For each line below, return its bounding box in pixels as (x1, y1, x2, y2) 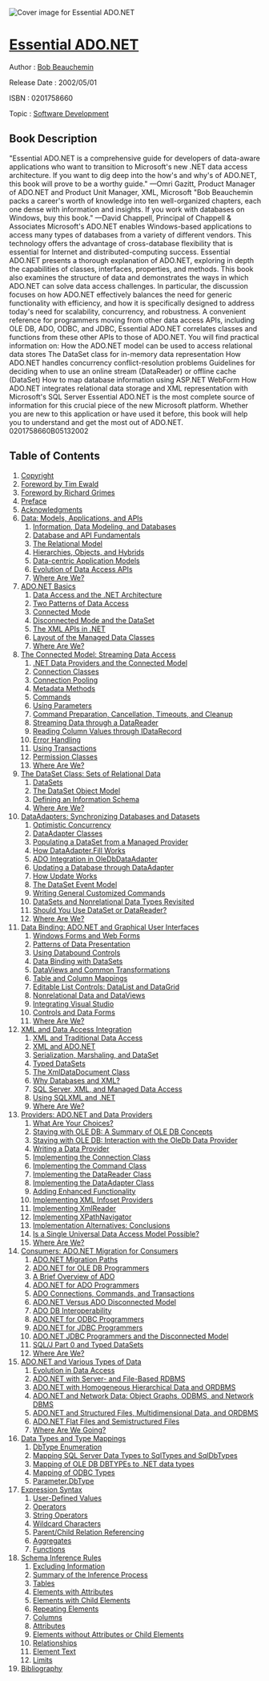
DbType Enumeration (32, 1442, 102, 1452)
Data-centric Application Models (32, 556, 140, 565)
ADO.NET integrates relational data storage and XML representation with (9, 383, 249, 393)
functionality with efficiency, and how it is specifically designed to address (9, 298, 255, 308)
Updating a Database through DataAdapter (32, 862, 175, 872)
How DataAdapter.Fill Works (32, 845, 126, 855)
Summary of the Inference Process (32, 1570, 148, 1579)
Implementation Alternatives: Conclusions (32, 1220, 171, 1230)
